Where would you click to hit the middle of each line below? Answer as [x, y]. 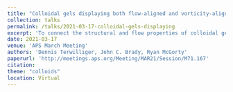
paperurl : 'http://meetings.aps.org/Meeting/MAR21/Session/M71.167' [108, 59]
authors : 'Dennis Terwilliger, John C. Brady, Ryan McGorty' [97, 53]
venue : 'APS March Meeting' [48, 46]
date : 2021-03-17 [32, 39]
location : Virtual [34, 78]
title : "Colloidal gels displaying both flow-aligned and [93, 13]
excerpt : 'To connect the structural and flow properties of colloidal [113, 33]
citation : [21, 65]
